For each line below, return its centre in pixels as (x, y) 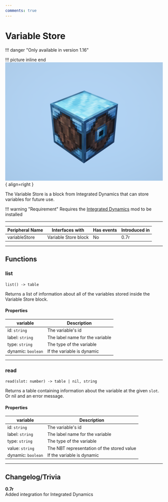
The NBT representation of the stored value (92, 448)
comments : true (21, 11)
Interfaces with (68, 230)
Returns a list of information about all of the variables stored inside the (77, 294)
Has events (105, 230)
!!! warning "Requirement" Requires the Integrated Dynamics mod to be (78, 209)
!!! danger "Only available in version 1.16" (47, 50)
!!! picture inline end (25, 60)
